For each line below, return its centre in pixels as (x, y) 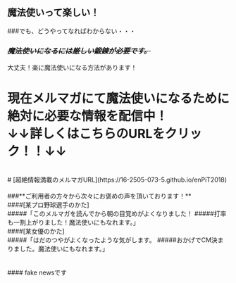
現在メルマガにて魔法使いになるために (119, 99)
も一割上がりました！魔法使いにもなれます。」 (73, 222)
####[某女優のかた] (36, 232)
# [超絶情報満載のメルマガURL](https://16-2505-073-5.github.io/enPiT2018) (117, 180)
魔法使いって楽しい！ (54, 13)
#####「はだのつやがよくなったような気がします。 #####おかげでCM (110, 240)
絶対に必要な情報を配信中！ (88, 117)
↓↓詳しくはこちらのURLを (86, 134)
